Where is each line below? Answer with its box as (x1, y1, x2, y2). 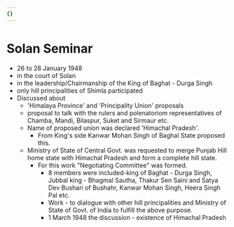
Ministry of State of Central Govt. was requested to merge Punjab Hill (27, 145, 227, 155)
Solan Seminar (6, 40, 93, 56)
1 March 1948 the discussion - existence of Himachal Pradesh (48, 213, 226, 221)
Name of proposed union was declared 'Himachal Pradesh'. (27, 124, 199, 132)
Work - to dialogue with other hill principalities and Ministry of (48, 198, 227, 207)
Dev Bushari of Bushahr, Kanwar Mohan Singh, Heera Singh (48, 183, 221, 192)
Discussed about (16, 93, 66, 102)
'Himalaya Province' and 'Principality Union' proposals (27, 101, 184, 110)
